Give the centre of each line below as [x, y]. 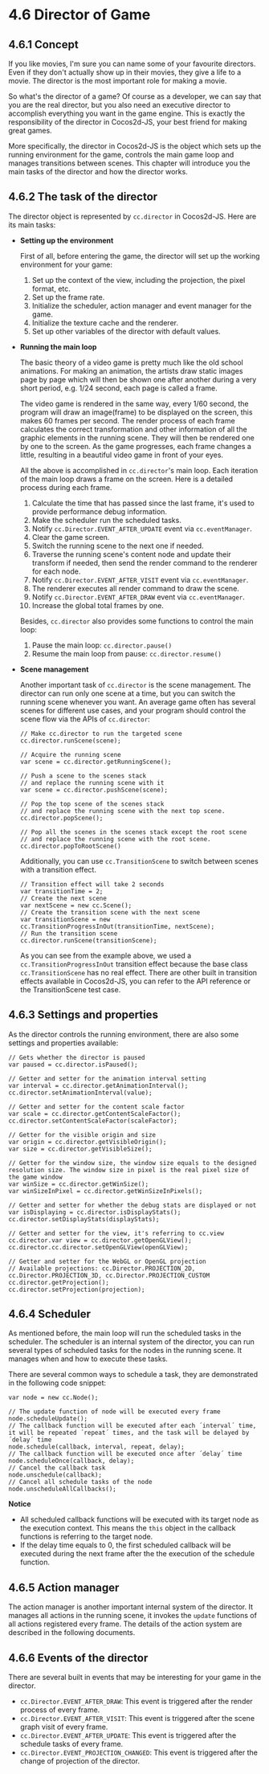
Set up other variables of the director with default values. [126, 331]
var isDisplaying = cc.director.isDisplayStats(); [95, 1212]
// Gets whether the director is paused [77, 1057]
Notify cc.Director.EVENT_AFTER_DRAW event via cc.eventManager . [138, 597]
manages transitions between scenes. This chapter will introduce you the [129, 163]
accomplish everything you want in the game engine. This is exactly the [127, 113]
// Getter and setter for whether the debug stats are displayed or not [132, 1205]
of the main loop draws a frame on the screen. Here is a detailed [126, 479]
